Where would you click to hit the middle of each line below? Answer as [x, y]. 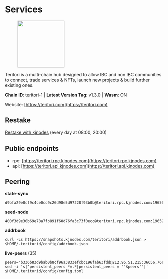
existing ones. [19, 85]
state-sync [17, 194]
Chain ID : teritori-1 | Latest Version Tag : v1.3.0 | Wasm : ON [66, 95]
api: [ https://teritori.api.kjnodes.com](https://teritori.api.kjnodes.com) [83, 166]
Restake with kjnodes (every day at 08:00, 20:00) [56, 132]
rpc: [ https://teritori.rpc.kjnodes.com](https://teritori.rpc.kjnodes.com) [84, 160]
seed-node [17, 212]
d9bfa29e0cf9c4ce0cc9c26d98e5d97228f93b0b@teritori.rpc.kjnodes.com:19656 [85, 203]
